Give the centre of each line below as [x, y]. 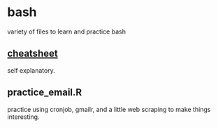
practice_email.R [45, 93]
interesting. [23, 117]
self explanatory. [31, 70]
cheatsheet [32, 54]
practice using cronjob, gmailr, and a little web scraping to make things [109, 109]
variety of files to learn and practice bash [66, 31]
